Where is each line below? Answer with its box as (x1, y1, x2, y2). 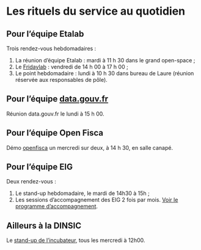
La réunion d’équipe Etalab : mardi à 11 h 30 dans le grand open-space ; (15, 57, 196, 64)
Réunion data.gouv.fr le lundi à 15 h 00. (6, 110, 105, 117)
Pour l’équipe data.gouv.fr (6, 94, 109, 105)
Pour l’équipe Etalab (6, 29, 84, 39)
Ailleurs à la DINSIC (6, 220, 81, 230)
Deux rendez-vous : (6, 178, 56, 185)
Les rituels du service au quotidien (6, 4, 186, 18)
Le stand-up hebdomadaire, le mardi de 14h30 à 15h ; (15, 189, 150, 197)
